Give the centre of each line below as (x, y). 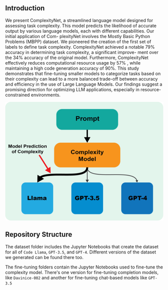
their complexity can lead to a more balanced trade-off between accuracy (81, 79)
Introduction (25, 8)
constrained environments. (33, 95)
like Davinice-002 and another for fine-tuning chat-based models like (76, 277)
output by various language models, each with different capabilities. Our (80, 31)
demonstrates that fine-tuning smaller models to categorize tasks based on (83, 73)
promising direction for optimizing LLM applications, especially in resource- (83, 89)
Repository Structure (39, 235)
